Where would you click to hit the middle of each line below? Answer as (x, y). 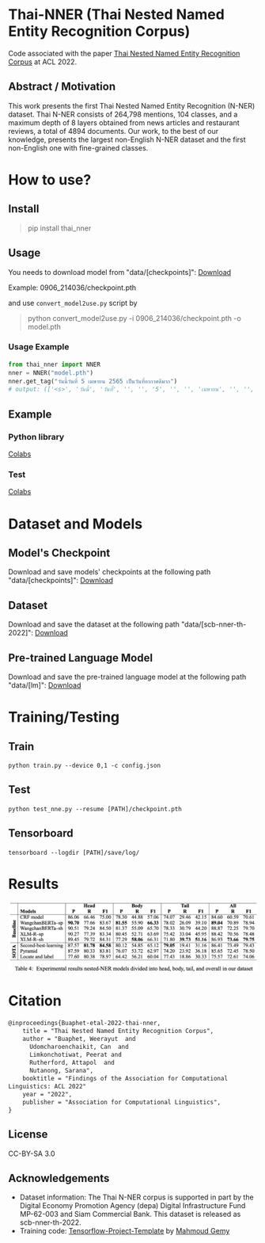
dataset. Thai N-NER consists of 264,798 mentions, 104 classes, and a (123, 114)
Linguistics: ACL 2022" (47, 1086)
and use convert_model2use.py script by (73, 303)
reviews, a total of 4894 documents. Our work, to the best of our (114, 131)
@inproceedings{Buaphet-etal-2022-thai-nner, (84, 1023)
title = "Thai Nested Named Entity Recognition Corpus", (118, 1031)
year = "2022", (47, 1094)
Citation (35, 1001)
